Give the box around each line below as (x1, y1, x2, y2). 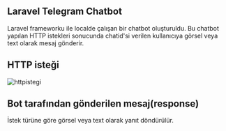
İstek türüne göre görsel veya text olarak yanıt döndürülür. (7, 116, 174, 125)
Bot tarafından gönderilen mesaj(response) (7, 98, 199, 110)
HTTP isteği (7, 59, 59, 71)
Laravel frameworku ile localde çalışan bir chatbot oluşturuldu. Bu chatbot (7, 24, 220, 32)
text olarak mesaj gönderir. (7, 38, 84, 47)
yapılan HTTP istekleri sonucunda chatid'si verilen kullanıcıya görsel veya (7, 31, 218, 40)
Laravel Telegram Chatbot (7, 6, 122, 17)
